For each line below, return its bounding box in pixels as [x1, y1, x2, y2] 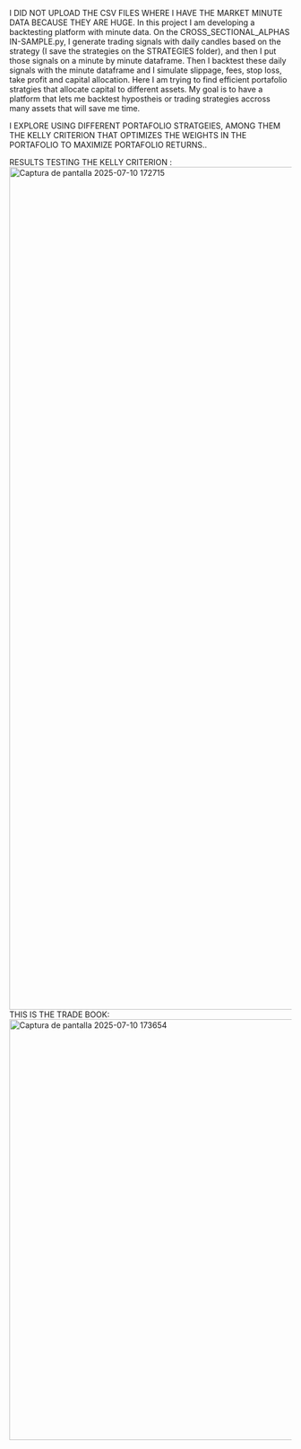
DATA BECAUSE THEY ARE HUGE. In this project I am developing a [9, 17, 255, 28]
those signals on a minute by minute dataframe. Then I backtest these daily [9, 56, 287, 66]
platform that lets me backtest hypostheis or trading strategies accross [9, 93, 271, 104]
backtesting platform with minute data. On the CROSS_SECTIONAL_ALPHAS [9, 27, 290, 37]
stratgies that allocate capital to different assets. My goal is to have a [9, 84, 263, 94]
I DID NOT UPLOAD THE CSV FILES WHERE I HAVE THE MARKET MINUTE [9, 8, 283, 18]
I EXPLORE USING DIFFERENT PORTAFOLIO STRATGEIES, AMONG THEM [9, 120, 280, 131]
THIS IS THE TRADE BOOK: [9, 1009, 110, 1020]
